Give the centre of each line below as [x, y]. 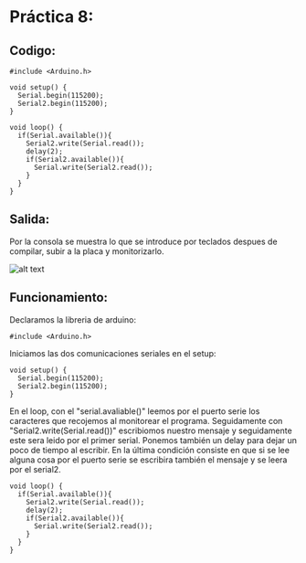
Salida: [30, 220]
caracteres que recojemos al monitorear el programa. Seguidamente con [146, 420]
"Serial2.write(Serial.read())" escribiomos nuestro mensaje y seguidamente [151, 430]
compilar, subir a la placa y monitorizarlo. [87, 251]
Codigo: [33, 51]
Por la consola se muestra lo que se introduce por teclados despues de [143, 241]
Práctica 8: [52, 17]
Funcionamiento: [58, 297]
